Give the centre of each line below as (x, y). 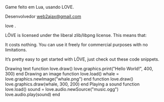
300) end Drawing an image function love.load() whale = (62, 74)
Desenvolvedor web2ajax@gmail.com (43, 16)
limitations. (16, 50)
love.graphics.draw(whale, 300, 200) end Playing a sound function (72, 84)
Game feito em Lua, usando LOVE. (40, 7)
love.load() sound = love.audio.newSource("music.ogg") (62, 89)
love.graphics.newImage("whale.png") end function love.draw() (69, 79)
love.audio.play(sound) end (33, 94)
